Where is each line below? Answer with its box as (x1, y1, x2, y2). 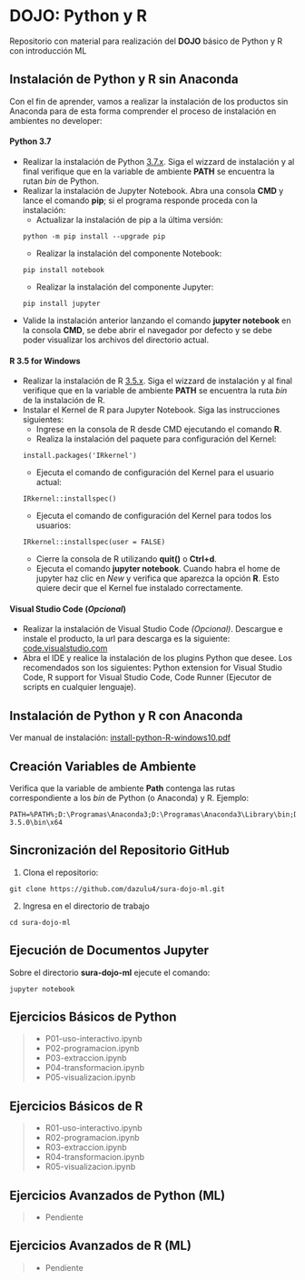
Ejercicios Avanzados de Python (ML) (9, 1187, 226, 1203)
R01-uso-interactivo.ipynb (44, 1123, 143, 1133)
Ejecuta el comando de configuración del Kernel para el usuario (35, 467, 274, 478)
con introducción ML (9, 45, 87, 56)
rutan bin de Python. (22, 175, 100, 187)
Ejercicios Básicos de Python (9, 1010, 177, 1024)
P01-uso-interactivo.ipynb (44, 1033, 143, 1044)
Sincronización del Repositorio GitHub (9, 843, 230, 858)
